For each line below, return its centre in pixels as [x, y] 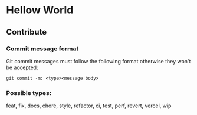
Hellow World [40, 10]
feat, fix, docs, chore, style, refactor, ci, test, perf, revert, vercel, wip [89, 106]
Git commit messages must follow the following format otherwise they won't [98, 61]
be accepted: [22, 67]
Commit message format [42, 49]
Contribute [27, 32]
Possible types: [29, 93]
